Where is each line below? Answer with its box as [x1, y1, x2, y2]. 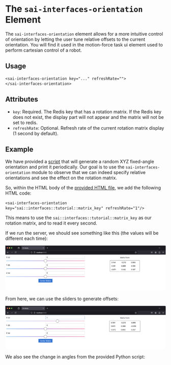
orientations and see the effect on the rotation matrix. [5, 175, 117, 181]
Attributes [5, 95, 38, 104]
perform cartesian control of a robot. [5, 47, 82, 53]
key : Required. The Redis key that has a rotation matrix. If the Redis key [12, 108, 162, 115]
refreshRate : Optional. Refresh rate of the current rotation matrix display [12, 125, 164, 131]
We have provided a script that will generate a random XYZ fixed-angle [5, 159, 154, 165]
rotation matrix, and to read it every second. [5, 220, 98, 226]
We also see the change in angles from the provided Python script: [5, 354, 145, 360]
